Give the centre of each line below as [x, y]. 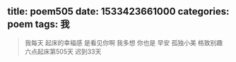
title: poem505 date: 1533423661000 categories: [118, 12]
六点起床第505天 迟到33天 [63, 51]
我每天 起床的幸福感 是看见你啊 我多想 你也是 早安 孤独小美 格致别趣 [124, 42]
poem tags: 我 [39, 24]
